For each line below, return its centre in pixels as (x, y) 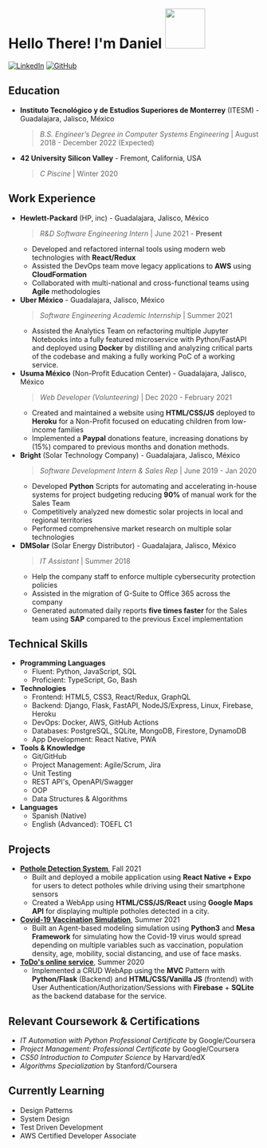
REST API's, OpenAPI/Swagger (82, 782)
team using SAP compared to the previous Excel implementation (137, 618)
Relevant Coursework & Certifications (104, 1021)
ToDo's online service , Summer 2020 (82, 962)
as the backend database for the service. (99, 996)
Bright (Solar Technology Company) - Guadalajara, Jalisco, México (130, 455)
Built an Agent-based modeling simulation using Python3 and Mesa (143, 928)
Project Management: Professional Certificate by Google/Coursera (129, 1049)
